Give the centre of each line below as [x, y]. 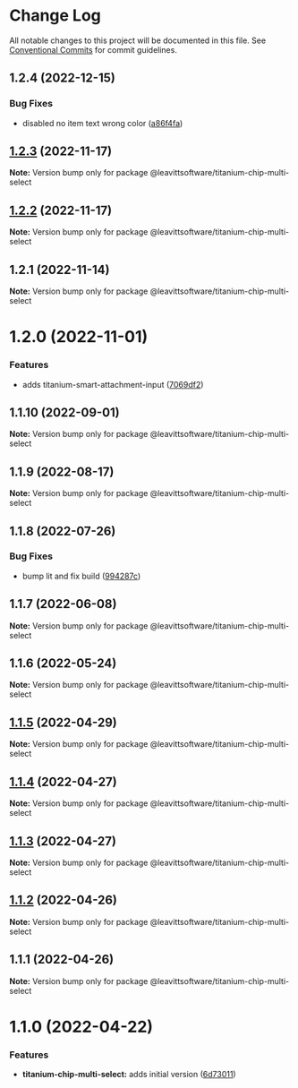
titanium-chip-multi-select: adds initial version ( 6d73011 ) [129, 1075]
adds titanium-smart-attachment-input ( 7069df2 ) [113, 384]
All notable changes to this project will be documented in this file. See [138, 40]
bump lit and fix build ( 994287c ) [81, 576]
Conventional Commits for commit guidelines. [93, 49]
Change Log [55, 16]
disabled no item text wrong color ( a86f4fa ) [102, 123]
